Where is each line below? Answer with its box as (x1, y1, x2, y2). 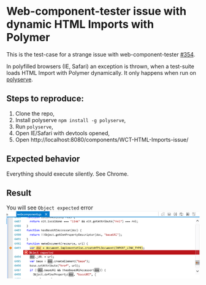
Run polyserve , (15, 123, 53, 130)
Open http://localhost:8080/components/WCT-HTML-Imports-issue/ (15, 136, 189, 143)
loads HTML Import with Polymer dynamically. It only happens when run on (6, 69, 196, 76)
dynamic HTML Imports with (6, 17, 154, 31)
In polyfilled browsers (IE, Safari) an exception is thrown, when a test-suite (6, 63, 194, 70)
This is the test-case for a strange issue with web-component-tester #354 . (6, 50, 196, 58)
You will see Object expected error (6, 204, 93, 211)
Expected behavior (6, 154, 80, 164)
